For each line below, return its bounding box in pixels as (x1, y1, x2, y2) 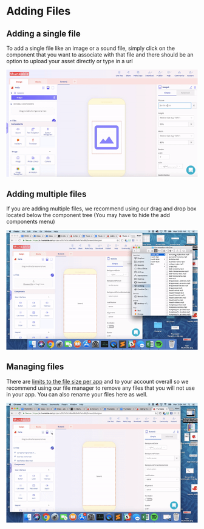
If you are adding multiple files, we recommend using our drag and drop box (6, 205, 197, 212)
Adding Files (6, 4, 71, 18)
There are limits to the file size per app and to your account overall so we (6, 378, 189, 385)
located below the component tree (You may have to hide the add (6, 212, 170, 219)
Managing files (6, 362, 64, 372)
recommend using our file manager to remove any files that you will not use (6, 384, 195, 392)
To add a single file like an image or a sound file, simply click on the (6, 44, 175, 52)
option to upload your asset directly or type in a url (6, 58, 133, 64)
